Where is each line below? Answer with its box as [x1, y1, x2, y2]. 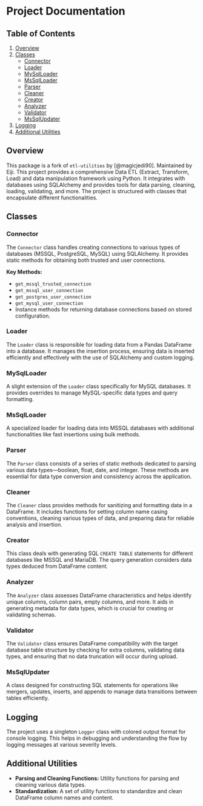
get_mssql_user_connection [15, 287, 84, 293]
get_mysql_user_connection [15, 300, 84, 307]
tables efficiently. [6, 694, 50, 702]
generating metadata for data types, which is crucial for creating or [6, 604, 174, 611]
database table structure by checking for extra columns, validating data [6, 646, 185, 653]
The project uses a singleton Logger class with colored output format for [6, 728, 186, 735]
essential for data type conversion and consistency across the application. [6, 473, 192, 480]
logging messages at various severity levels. [6, 741, 117, 748]
